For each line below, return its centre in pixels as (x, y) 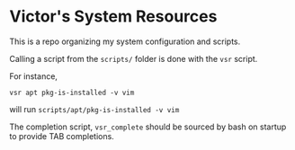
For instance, (34, 76)
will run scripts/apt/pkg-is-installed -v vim (94, 109)
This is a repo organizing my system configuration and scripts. (125, 41)
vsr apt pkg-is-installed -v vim (72, 93)
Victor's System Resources (113, 17)
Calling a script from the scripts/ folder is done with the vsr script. (134, 58)
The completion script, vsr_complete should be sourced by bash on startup (148, 127)
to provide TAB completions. (62, 136)
